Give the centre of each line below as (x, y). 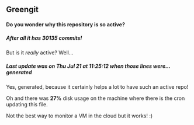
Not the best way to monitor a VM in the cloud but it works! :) (79, 116)
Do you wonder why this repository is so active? (66, 24)
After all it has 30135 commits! (44, 38)
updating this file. (27, 104)
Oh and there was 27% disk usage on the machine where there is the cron (96, 98)
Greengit (22, 10)
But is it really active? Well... (40, 53)
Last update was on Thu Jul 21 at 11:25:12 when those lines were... (88, 66)
